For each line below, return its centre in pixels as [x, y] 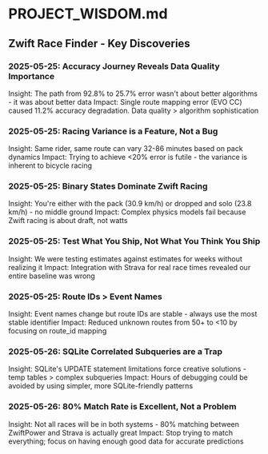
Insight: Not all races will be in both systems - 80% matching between [124, 424]
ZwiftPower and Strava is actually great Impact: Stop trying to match [121, 432]
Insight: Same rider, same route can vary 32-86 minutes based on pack [126, 149]
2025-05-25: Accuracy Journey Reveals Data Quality [114, 66]
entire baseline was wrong [52, 276]
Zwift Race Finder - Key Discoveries [99, 44]
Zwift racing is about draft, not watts [68, 221]
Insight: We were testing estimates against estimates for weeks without [125, 259]
